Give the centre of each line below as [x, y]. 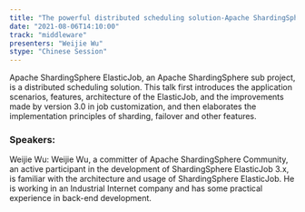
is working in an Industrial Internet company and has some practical [136, 188]
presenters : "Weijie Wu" [56, 43]
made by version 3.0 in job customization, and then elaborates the [133, 106]
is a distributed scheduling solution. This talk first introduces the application [151, 87]
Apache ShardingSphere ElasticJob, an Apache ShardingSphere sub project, [152, 77]
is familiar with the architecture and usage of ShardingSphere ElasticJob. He [152, 179]
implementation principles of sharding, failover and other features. [133, 116]
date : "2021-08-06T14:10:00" [64, 26]
